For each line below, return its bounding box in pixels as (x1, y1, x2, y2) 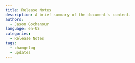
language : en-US (5, 26, 40, 31)
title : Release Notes (5, 7, 52, 13)
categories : (5, 31, 31, 36)
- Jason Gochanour (10, 21, 50, 27)
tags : (5, 41, 17, 46)
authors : (5, 17, 24, 22)
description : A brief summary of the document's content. (5, 12, 131, 17)
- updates (10, 50, 31, 55)
